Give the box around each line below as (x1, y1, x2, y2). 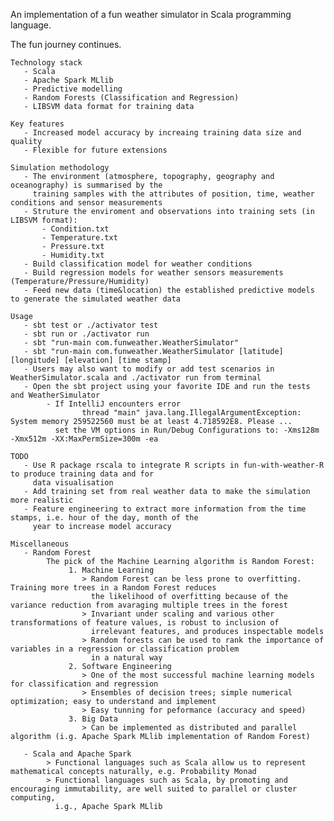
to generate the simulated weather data (10, 294, 182, 304)
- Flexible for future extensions (23, 145, 168, 155)
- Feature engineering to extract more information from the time (23, 504, 307, 514)
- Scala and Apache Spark (23, 749, 132, 759)
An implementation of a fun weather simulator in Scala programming (10, 9, 292, 20)
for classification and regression (10, 679, 159, 689)
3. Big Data (68, 714, 118, 724)
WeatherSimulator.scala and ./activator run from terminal (10, 373, 262, 383)
